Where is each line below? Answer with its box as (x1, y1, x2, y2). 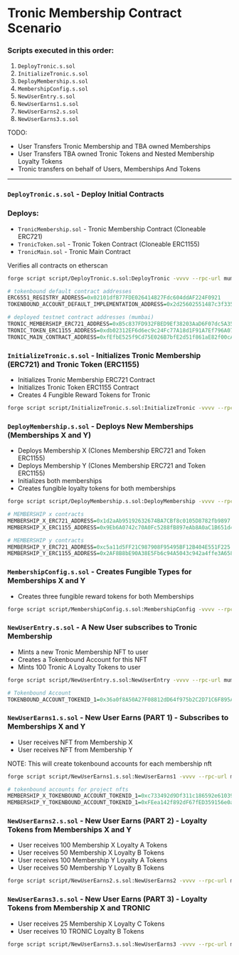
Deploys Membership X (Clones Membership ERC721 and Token (17, 446, 206, 455)
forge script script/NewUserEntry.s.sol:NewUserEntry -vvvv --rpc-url (7, 676, 221, 684)
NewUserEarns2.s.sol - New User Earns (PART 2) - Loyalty (7, 816, 208, 826)
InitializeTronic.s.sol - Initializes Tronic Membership (7, 350, 201, 360)
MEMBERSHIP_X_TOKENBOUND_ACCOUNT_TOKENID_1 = (7, 792, 142, 800)
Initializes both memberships (17, 477, 102, 485)
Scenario (7, 20, 62, 36)
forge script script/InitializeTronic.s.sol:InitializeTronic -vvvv (7, 404, 215, 411)
